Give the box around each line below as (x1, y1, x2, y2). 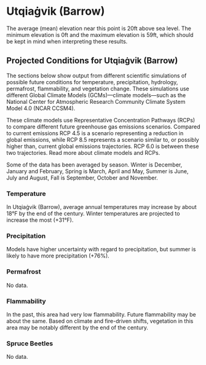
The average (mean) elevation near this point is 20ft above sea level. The (6, 25, 192, 32)
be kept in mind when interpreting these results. (6, 37, 128, 45)
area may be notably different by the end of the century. (6, 324, 149, 331)
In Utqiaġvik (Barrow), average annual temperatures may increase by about (6, 203, 197, 211)
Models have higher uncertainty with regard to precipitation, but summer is (6, 246, 196, 253)
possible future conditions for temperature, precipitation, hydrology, (6, 78, 178, 85)
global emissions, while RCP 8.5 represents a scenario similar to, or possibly (6, 136, 199, 143)
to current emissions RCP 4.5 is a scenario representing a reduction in (6, 129, 184, 136)
